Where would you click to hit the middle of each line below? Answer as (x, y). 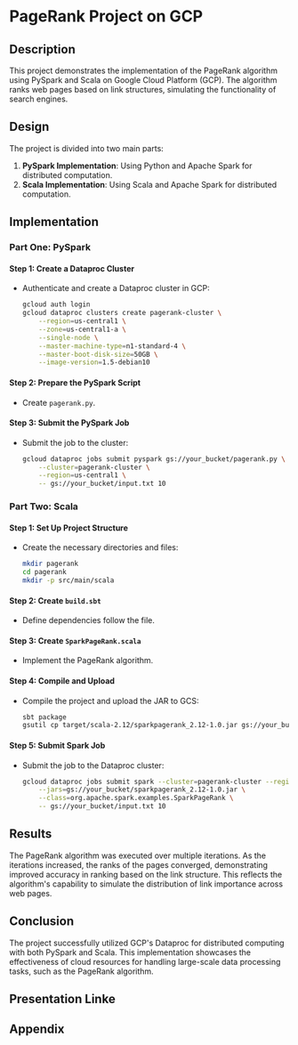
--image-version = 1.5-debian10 (94, 362)
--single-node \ (68, 337)
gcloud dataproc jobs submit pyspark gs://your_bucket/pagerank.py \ (154, 459)
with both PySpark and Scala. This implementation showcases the (130, 952)
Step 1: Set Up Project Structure (69, 528)
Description (42, 49)
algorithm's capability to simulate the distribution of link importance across (146, 884)
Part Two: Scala (44, 506)
